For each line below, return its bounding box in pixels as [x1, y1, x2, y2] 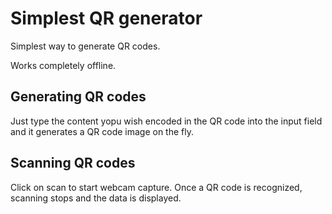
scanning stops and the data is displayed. [10, 192, 182, 204]
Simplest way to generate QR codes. [10, 40, 161, 52]
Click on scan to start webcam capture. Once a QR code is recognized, [10, 181, 303, 193]
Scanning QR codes [10, 155, 136, 172]
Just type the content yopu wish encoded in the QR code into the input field [10, 115, 323, 127]
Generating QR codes [10, 88, 147, 106]
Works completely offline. [10, 59, 117, 71]
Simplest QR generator [10, 7, 203, 30]
